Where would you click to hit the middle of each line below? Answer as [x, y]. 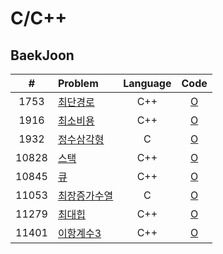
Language [147, 83]
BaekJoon [42, 55]
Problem [78, 83]
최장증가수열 [85, 195]
